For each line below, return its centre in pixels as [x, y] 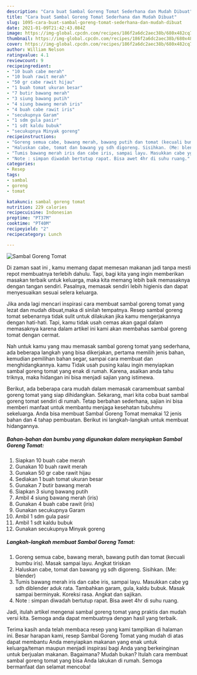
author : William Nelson [36, 50]
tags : [13, 175]
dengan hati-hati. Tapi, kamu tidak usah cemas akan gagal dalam [85, 322]
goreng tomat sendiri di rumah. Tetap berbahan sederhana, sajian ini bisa [95, 401]
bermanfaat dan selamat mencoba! [49, 667]
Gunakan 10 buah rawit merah [51, 467]
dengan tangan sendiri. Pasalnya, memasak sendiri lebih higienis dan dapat [97, 286]
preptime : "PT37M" [29, 218]
